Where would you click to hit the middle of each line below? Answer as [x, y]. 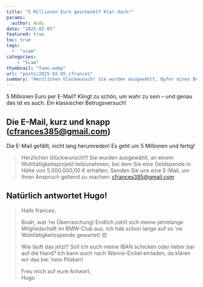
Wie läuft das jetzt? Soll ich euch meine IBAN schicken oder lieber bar [108, 247]
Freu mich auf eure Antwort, [56, 271]
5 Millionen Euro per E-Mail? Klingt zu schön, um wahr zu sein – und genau [99, 97]
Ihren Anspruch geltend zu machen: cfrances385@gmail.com [98, 176]
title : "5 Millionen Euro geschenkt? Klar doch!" [70, 12]
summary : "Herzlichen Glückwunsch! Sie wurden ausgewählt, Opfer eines [98, 79]
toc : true [19, 40]
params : [16, 18]
